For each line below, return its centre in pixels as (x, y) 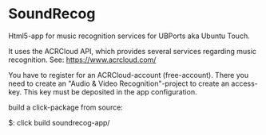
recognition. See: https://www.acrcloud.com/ (82, 60)
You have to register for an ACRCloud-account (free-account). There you (129, 75)
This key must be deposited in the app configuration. (110, 91)
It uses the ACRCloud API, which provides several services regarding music (133, 51)
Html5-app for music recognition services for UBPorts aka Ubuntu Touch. (129, 36)
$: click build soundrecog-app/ (59, 122)
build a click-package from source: (66, 107)
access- (244, 83)
